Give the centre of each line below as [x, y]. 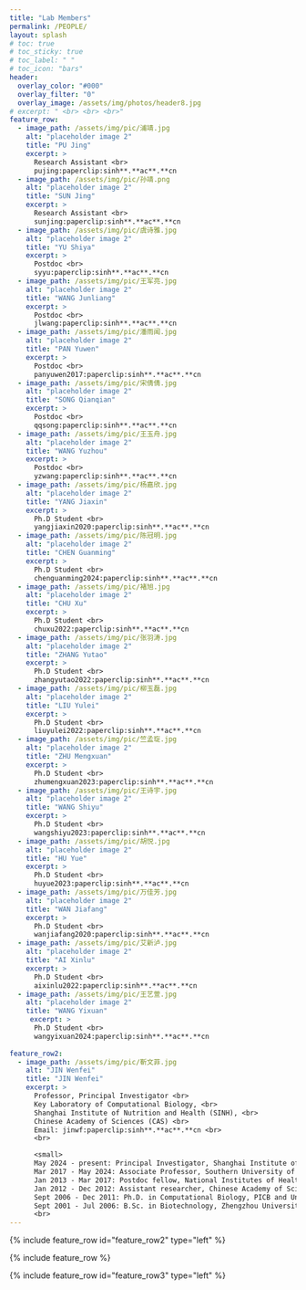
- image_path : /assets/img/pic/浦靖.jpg [94, 129]
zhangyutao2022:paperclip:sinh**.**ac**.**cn [121, 680]
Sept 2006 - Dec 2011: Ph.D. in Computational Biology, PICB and [160, 1197]
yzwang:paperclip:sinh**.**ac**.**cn [105, 477]
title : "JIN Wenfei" [65, 1079]
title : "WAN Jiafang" [66, 909]
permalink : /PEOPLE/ [49, 26]
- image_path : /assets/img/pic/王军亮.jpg [97, 281]
